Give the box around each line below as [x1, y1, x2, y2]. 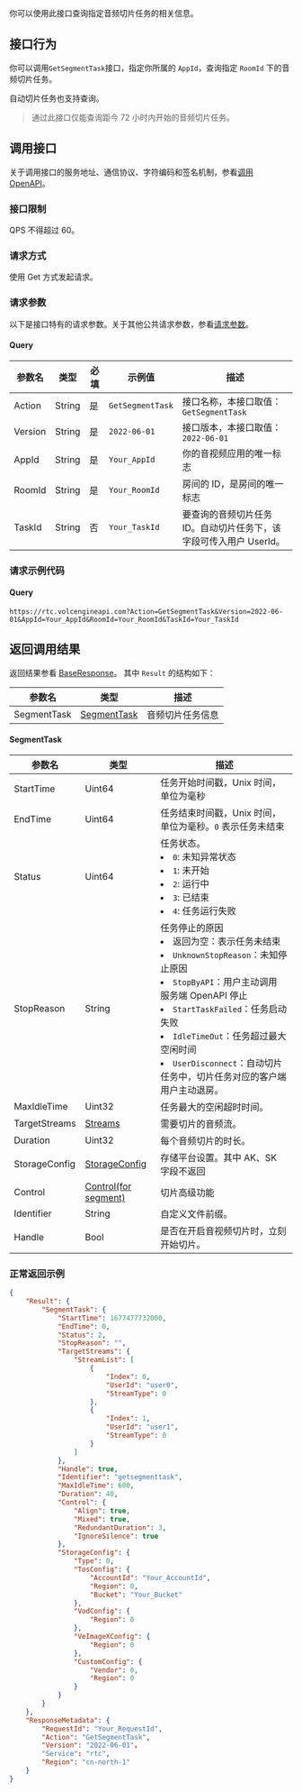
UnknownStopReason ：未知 [172, 948, 279, 961]
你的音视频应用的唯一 [182, 447, 272, 460]
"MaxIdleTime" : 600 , [57, 1481, 135, 1490]
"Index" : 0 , [105, 1372, 151, 1381]
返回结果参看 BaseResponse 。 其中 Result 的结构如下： [9, 667, 216, 678]
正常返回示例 [9, 1267, 66, 1280]
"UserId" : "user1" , [105, 1422, 179, 1431]
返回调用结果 [9, 642, 81, 657]
